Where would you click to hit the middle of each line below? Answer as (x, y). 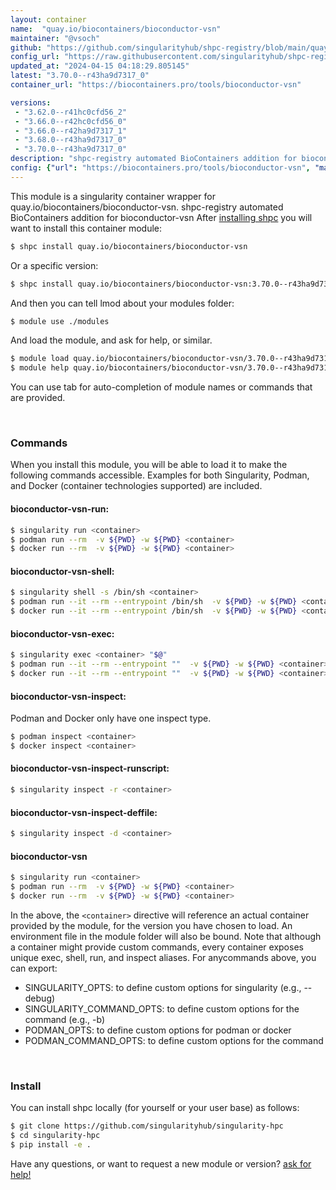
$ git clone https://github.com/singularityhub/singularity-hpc (147, 1126)
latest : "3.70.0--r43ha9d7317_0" (80, 76)
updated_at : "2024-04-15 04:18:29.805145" (100, 66)
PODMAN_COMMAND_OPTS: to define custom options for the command (174, 1040)
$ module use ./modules (60, 321)
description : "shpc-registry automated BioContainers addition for (154, 159)
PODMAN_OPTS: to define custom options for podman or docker (158, 1030)
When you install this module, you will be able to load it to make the (149, 465)
